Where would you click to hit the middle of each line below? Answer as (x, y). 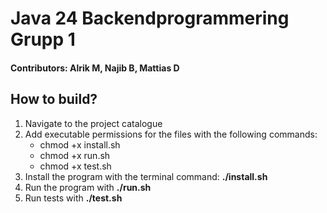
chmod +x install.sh (80, 144)
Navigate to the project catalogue (93, 123)
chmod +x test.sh (75, 166)
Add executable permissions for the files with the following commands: (171, 134)
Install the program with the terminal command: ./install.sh (146, 176)
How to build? (54, 99)
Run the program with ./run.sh (88, 187)
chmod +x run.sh (75, 155)
